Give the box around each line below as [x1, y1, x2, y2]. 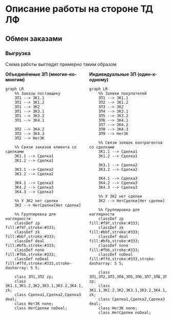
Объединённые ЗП [5, 71, 48, 77]
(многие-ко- [48, 71, 77, 77]
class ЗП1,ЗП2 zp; [14, 274, 54, 279]
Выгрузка [5, 50, 31, 57]
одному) [89, 76, 109, 82]
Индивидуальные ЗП [89, 71, 137, 77]
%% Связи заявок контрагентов [98, 140, 163, 145]
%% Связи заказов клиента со [14, 144, 77, 150]
